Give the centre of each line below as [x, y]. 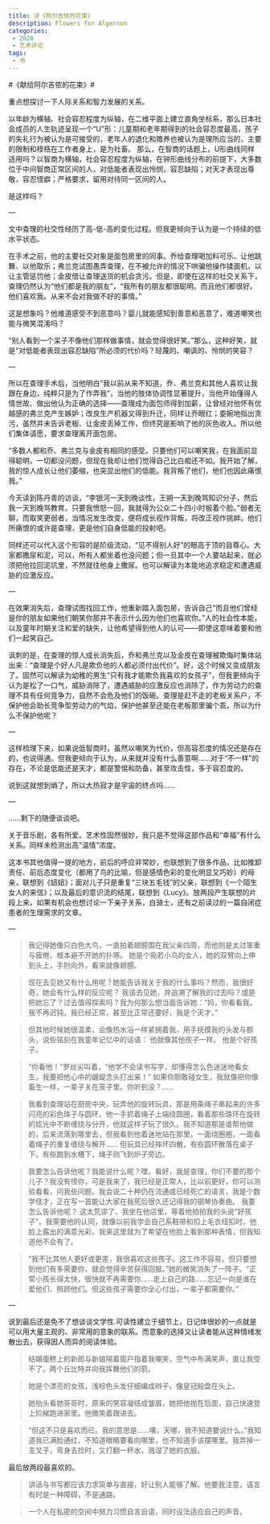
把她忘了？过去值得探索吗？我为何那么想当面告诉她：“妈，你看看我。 [142, 1002]
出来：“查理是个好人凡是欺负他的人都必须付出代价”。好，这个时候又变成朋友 [135, 665]
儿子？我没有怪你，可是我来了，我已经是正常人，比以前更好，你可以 [141, 1181]
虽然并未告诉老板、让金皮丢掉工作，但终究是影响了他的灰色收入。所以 [138, 423]
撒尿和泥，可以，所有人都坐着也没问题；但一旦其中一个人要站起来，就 [138, 555]
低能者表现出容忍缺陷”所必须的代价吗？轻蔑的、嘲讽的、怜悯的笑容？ [140, 350]
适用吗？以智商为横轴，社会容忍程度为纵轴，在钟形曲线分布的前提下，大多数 [135, 158]
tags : [17, 53]
